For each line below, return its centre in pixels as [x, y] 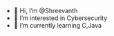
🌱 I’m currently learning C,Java [58, 25]
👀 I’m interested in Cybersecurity [60, 18]
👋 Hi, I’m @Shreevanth [46, 11]
